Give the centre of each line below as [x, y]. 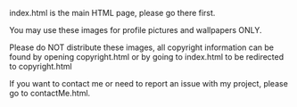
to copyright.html [41, 66]
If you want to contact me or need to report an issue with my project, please [148, 83]
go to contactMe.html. [50, 93]
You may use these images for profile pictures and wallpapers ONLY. [136, 30]
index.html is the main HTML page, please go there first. [112, 13]
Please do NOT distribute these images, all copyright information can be [142, 47]
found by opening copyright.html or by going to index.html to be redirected [147, 57]
